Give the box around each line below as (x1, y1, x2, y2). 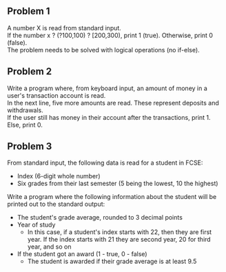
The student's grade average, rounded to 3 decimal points (17, 213, 183, 222)
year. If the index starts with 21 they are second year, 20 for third (27, 236, 212, 244)
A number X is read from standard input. (7, 23, 122, 32)
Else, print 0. (7, 121, 43, 129)
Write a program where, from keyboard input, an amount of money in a (7, 84, 208, 92)
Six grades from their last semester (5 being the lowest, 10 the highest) (17, 179, 218, 188)
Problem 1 (7, 6, 50, 17)
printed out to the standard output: (7, 200, 105, 209)
